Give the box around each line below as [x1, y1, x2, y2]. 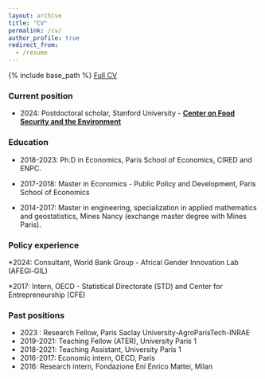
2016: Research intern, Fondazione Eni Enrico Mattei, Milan [19, 361, 213, 371]
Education [8, 137, 49, 148]
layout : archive [8, 11, 62, 20]
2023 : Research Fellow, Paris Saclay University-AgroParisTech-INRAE [19, 328, 251, 338]
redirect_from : [8, 41, 59, 49]
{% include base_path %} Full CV [8, 71, 118, 80]
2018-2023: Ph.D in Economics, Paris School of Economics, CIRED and [19, 154, 252, 164]
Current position [8, 90, 73, 101]
